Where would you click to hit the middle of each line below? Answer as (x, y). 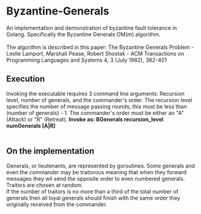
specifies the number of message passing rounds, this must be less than (97, 106)
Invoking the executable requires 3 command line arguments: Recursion (96, 93)
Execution (26, 79)
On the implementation (50, 151)
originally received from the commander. (57, 204)
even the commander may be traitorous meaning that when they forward (97, 172)
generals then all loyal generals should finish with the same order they (93, 198)
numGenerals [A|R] (31, 126)
